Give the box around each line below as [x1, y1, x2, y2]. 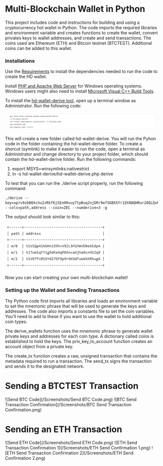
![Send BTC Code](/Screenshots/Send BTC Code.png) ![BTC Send [5, 396, 137, 402]
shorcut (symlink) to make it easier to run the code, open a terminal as [5, 146, 146, 152]
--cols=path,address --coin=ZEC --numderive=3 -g [5, 205, 108, 210]
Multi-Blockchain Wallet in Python [5, 3, 146, 15]
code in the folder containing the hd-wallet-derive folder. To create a [5, 141, 142, 147]
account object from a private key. [5, 343, 74, 349]
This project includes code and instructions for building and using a [5, 19, 140, 25]
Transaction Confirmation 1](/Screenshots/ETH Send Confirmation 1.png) [5, 445, 151, 451]
